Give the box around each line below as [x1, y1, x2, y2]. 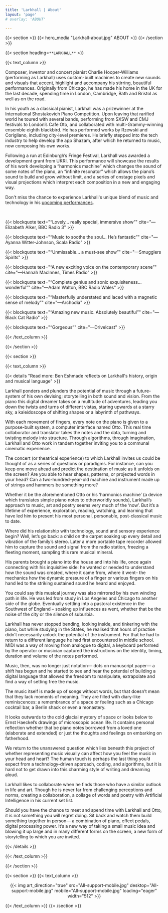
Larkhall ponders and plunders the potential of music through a [5, 388, 135, 394]
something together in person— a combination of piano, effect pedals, [5, 818, 150, 824]
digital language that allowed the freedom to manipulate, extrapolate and [5, 673, 155, 679]
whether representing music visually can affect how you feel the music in [5, 751, 156, 757]
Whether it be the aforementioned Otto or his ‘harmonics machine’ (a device [5, 492, 162, 498]
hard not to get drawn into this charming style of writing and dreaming [5, 767, 150, 773]
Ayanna [5, 239, 21, 246]
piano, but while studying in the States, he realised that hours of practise [5, 626, 155, 632]
